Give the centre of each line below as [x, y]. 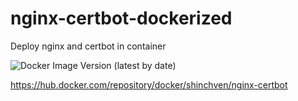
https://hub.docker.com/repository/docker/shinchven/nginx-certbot [149, 84]
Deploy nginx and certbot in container [88, 46]
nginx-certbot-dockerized [121, 18]
